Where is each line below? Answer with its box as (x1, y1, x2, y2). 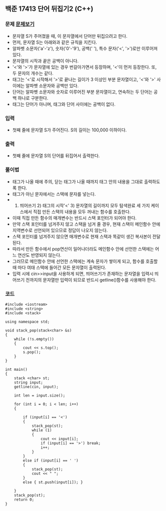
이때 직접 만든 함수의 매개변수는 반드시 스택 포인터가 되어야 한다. (12, 215, 137, 221)
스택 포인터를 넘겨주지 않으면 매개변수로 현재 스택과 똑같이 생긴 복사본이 (12, 233, 152, 239)
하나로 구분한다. (17, 95, 49, 101)
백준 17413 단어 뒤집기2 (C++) (5, 4, 94, 13)
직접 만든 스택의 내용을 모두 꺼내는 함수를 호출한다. (33, 209, 131, 215)
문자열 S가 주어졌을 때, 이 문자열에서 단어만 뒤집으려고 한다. (12, 33, 128, 39)
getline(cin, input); (14, 384, 58, 389)
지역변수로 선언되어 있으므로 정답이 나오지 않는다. (12, 227, 108, 233)
